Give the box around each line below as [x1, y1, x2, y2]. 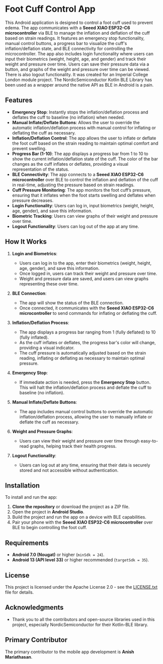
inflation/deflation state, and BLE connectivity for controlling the [5, 45, 133, 51]
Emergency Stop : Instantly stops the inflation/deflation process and [12, 109, 148, 115]
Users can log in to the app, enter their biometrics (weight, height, [19, 260, 152, 266]
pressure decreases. [12, 197, 54, 203]
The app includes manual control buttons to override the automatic [19, 408, 153, 414]
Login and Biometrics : [12, 250, 57, 256]
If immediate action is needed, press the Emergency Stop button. [19, 379, 151, 385]
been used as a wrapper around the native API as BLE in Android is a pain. [5, 82, 154, 88]
